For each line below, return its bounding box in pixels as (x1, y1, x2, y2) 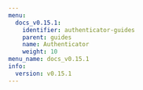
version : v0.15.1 (15, 70, 72, 77)
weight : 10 (22, 48, 58, 56)
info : (8, 63, 26, 70)
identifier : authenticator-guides (22, 26, 135, 34)
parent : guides (22, 33, 72, 41)
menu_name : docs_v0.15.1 (8, 56, 90, 63)
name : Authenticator (22, 41, 90, 49)
